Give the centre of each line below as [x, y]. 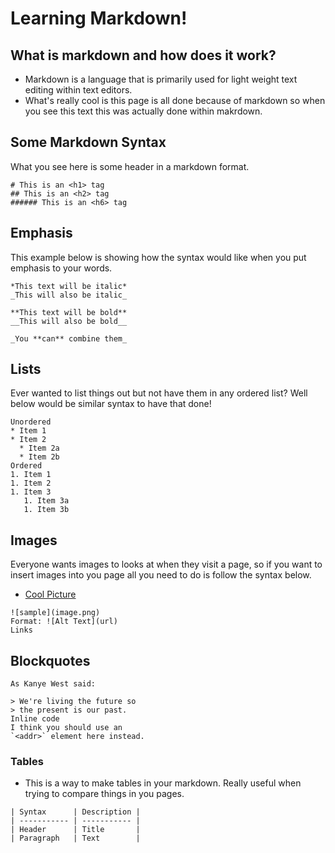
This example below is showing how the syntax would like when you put [158, 257]
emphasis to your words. [61, 268]
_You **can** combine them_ [69, 338]
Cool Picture [50, 594]
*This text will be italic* [69, 286]
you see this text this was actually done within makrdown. [143, 111]
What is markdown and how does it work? [143, 55]
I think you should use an [66, 728]
